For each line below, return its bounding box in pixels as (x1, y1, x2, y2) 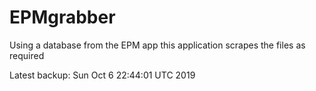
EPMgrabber (9, 6, 116, 29)
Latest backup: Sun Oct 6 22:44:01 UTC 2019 (9, 69, 196, 81)
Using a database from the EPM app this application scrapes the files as (9, 39, 306, 51)
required (9, 49, 45, 61)
